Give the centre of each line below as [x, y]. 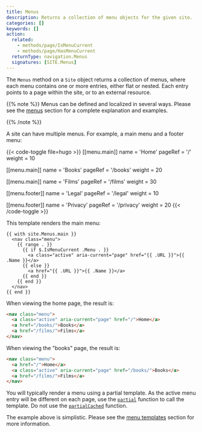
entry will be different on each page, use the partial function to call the [95, 399]
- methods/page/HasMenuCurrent [56, 51]
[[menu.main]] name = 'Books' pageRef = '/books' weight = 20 [84, 170]
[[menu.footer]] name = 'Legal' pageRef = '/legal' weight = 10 [82, 193]
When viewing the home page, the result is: [60, 303]
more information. [28, 424]
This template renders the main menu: [53, 223]
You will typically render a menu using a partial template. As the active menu [101, 393]
